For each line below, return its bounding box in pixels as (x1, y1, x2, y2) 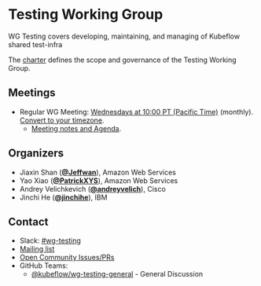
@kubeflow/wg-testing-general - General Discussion (31, 269, 204, 279)
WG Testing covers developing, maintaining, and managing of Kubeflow (8, 31, 241, 41)
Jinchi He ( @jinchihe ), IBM (19, 192, 108, 202)
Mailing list (19, 244, 55, 254)
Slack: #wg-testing (19, 236, 81, 245)
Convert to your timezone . (19, 115, 105, 125)
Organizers (8, 147, 64, 160)
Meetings (8, 86, 57, 100)
